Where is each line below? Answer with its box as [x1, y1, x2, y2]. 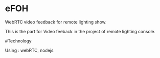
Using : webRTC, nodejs [5, 47, 54, 53]
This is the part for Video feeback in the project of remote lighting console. [5, 28, 156, 34]
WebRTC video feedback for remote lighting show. [5, 19, 107, 25]
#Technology [5, 38, 32, 44]
